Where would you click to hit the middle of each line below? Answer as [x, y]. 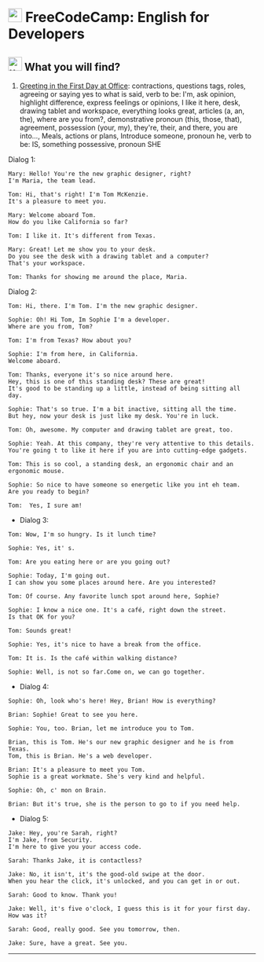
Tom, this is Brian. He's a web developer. [81, 756]
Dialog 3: [34, 520]
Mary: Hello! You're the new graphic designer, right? [100, 174]
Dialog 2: [23, 292]
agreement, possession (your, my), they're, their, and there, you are [128, 127]
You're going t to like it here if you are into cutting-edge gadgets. [128, 450]
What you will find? [72, 67]
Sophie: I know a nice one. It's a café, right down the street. [117, 610]
